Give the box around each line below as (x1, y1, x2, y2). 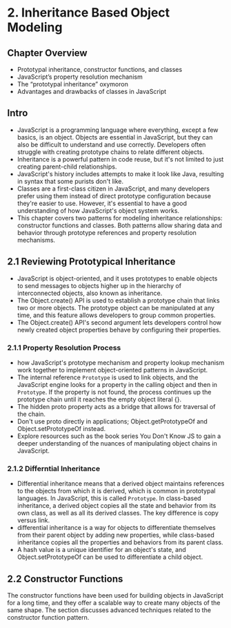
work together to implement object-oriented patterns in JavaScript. (17, 365, 208, 374)
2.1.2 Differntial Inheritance (7, 464, 101, 473)
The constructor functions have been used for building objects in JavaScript (7, 591, 224, 600)
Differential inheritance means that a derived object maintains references (17, 479, 225, 488)
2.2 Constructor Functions (7, 573, 123, 584)
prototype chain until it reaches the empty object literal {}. (17, 395, 181, 403)
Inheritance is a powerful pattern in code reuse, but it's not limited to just (17, 155, 224, 163)
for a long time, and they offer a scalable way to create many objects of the (7, 599, 221, 607)
